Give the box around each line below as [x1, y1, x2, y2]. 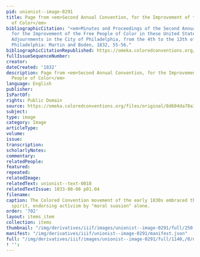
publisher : [6, 86, 33, 92]
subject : [6, 109, 28, 114]
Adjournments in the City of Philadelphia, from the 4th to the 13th [11, 36, 187, 42]
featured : [6, 164, 31, 170]
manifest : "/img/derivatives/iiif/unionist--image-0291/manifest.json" [6, 230, 187, 236]
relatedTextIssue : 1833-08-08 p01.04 [6, 186, 100, 192]
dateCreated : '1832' [6, 64, 58, 70]
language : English [6, 81, 52, 87]
